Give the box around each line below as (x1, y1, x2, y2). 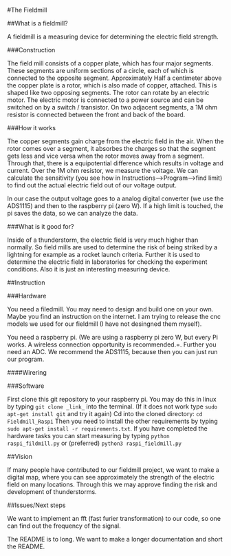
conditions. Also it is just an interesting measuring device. (7, 265, 170, 273)
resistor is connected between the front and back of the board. (7, 110, 186, 119)
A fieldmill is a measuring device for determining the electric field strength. (7, 32, 219, 41)
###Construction (7, 46, 56, 54)
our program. (7, 355, 45, 363)
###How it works (7, 124, 56, 132)
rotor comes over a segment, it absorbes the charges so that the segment (7, 145, 217, 152)
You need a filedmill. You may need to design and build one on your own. (7, 305, 214, 313)
